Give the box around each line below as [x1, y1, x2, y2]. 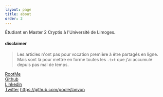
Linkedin [5, 81, 22, 87]
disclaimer [5, 40, 27, 46]
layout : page [5, 7, 32, 12]
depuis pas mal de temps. [17, 62, 69, 67]
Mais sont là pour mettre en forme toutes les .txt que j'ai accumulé [17, 56, 152, 62]
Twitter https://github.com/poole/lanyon [5, 86, 85, 92]
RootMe [5, 71, 21, 77]
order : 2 [5, 16, 23, 21]
